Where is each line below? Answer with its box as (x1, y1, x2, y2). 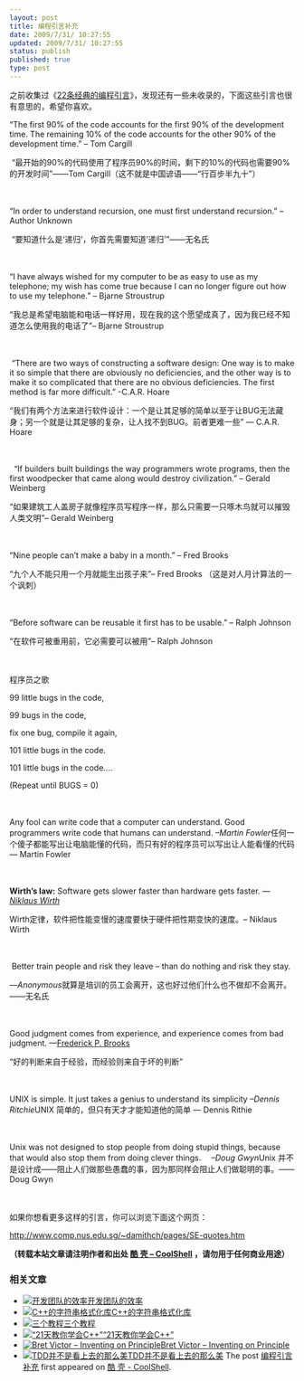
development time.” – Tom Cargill (9, 137, 133, 149)
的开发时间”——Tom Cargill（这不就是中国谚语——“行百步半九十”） (9, 168, 261, 179)
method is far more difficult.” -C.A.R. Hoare (9, 386, 170, 397)
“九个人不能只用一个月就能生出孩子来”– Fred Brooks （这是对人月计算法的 (9, 568, 284, 579)
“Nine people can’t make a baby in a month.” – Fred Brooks (9, 549, 229, 561)
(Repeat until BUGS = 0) (9, 780, 100, 790)
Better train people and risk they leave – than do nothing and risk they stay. (11, 960, 291, 971)
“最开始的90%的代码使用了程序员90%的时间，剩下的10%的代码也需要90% (11, 156, 291, 167)
